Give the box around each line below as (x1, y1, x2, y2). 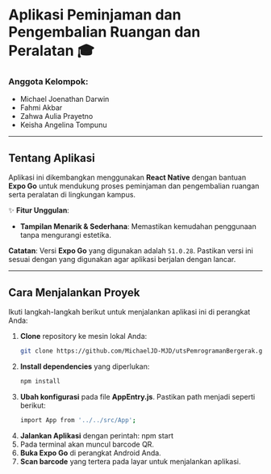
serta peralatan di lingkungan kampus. (8, 190, 135, 200)
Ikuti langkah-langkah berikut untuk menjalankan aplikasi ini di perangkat (8, 307, 251, 317)
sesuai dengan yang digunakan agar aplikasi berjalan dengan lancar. (8, 255, 236, 265)
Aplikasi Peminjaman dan (8, 6, 181, 24)
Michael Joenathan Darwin (19, 95, 110, 104)
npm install (19, 377, 60, 385)
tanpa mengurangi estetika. (19, 231, 111, 240)
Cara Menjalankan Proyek (8, 286, 140, 299)
